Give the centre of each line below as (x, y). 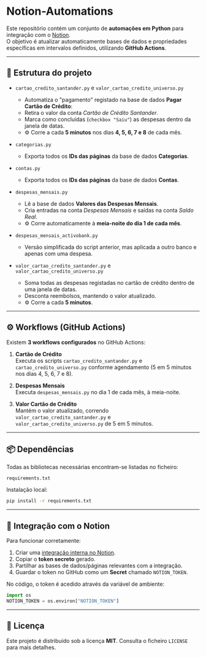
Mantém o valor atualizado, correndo (62, 410)
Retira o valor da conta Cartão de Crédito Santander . (91, 112)
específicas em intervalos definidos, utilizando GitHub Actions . (86, 48)
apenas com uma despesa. (59, 254)
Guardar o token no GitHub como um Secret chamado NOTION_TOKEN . (101, 572)
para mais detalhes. (31, 647)
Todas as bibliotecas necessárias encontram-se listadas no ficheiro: (93, 467)
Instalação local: (27, 490)
